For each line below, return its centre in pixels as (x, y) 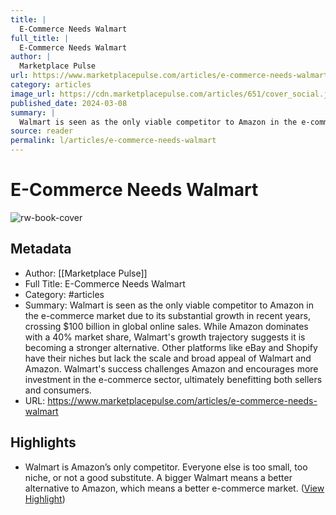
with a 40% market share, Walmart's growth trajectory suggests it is (165, 337)
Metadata (41, 249)
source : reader (42, 131)
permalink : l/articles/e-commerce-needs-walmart (113, 141)
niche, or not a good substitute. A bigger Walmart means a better (158, 477)
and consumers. (58, 390)
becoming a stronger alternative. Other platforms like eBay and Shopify (171, 347)
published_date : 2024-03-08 (69, 103)
